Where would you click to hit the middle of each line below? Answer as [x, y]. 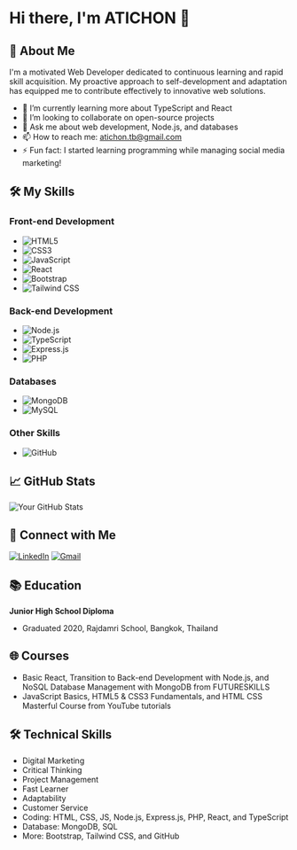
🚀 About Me [42, 51]
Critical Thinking [52, 769]
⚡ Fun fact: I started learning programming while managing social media [153, 150]
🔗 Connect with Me [63, 535]
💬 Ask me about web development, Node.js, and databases [130, 127]
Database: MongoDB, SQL [70, 826]
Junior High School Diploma [62, 612]
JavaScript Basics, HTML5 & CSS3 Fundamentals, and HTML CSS [142, 696]
